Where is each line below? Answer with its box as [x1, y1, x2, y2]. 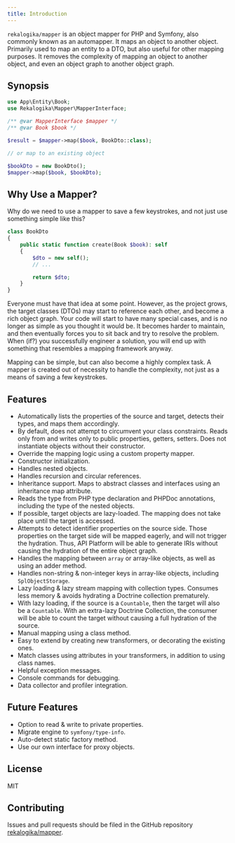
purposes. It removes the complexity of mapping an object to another [7, 52, 208, 61]
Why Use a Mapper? [7, 188, 98, 201]
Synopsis [7, 80, 49, 92]
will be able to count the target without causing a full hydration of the [17, 614, 217, 622]
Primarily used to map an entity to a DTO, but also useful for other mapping [7, 44, 224, 53]
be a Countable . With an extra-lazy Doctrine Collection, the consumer [17, 606, 217, 614]
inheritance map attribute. [17, 486, 93, 495]
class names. [17, 659, 56, 667]
